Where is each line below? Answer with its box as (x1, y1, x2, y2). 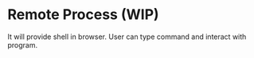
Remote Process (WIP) (7, 6, 160, 24)
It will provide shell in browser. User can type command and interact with (7, 32, 247, 41)
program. (7, 40, 38, 49)
